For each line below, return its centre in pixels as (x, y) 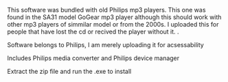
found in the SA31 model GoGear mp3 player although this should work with (114, 17)
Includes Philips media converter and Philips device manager (93, 58)
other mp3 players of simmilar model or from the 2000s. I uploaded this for (113, 24)
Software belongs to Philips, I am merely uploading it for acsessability (105, 45)
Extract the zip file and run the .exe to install (69, 71)
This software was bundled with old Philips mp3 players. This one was (106, 10)
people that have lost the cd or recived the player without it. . (93, 31)
